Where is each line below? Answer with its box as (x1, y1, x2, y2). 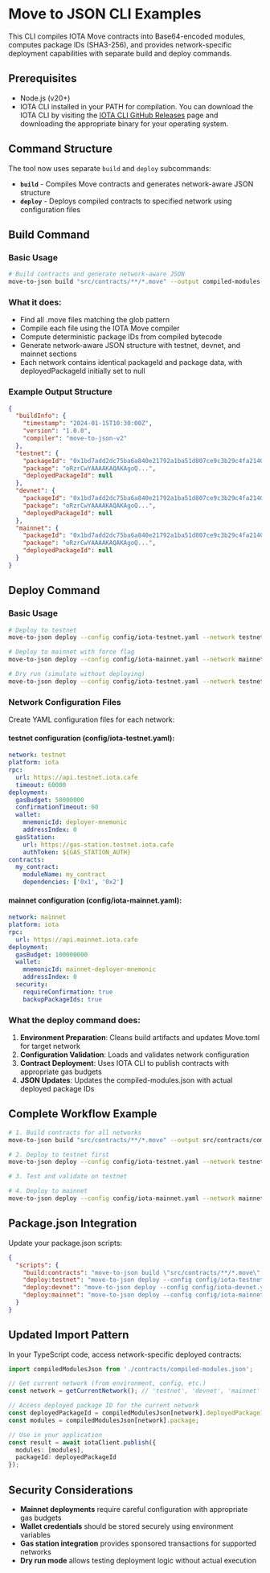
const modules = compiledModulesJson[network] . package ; (8, 1416, 199, 1424)
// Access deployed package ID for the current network (8, 1402, 199, 1410)
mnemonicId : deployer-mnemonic (22, 818, 128, 826)
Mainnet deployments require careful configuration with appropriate (19, 1505, 248, 1514)
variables (19, 1530, 51, 1540)
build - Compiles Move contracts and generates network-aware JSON (19, 178, 254, 189)
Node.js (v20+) (19, 93, 71, 103)
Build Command (8, 227, 90, 241)
